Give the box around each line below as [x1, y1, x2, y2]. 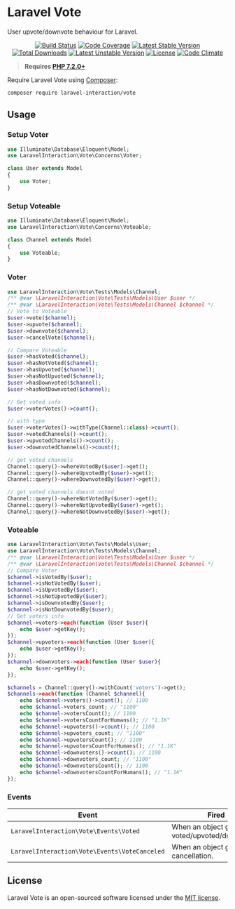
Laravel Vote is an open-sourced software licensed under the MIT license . [7, 893, 220, 902]
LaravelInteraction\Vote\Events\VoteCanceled [10, 847, 165, 855]
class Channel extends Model [7, 236, 92, 243]
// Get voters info [7, 612, 64, 620]
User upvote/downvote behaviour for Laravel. [7, 27, 138, 36]
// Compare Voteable [7, 347, 68, 354]
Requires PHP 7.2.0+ [24, 62, 86, 70]
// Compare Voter [7, 566, 58, 574]
